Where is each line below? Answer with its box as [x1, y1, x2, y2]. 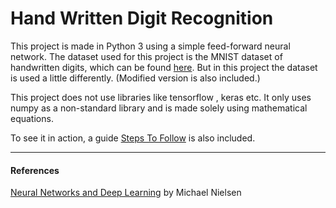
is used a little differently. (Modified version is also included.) [10, 72, 261, 84]
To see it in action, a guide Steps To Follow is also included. [10, 132, 256, 144]
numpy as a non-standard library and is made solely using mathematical [10, 102, 308, 114]
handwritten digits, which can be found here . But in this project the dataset [10, 61, 318, 73]
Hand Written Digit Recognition [10, 7, 274, 30]
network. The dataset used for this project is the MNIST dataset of [10, 50, 283, 62]
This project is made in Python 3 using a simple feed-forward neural [10, 40, 291, 52]
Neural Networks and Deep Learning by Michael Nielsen [10, 187, 242, 199]
